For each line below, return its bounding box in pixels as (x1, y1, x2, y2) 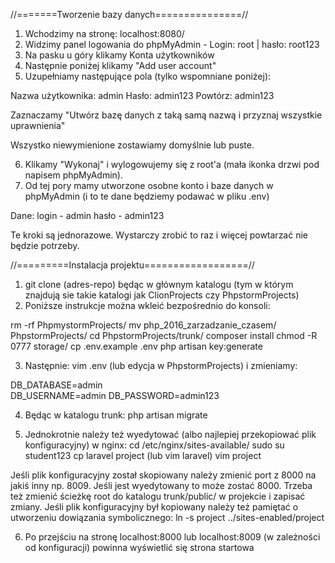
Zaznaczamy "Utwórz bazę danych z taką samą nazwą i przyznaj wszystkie (10, 109, 323, 121)
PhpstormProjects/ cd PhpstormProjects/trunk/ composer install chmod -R (10, 330, 318, 341)
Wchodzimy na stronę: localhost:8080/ (24, 28, 185, 39)
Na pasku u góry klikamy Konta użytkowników (24, 49, 215, 61)
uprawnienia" (10, 120, 66, 131)
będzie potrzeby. (10, 240, 80, 251)
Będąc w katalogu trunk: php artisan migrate (24, 409, 208, 421)
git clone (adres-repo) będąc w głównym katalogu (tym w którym (24, 279, 294, 290)
